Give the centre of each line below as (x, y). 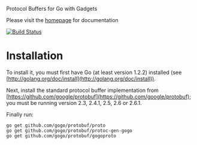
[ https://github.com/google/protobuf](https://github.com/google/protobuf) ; (99, 96)
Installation (35, 56)
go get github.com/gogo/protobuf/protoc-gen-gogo (69, 131)
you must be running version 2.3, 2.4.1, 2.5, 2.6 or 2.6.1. (74, 103)
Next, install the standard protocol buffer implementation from (82, 90)
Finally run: (20, 114)
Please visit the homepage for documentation (62, 20)
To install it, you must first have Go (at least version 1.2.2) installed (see (94, 72)
